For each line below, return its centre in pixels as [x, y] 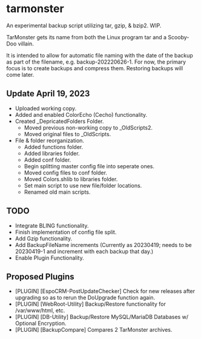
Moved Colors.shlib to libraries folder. [71, 179]
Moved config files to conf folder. [66, 173]
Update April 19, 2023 [48, 94]
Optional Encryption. [41, 323]
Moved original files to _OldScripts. [68, 134]
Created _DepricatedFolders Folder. [59, 121]
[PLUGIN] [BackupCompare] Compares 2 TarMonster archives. [94, 330]
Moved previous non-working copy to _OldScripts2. [88, 127]
